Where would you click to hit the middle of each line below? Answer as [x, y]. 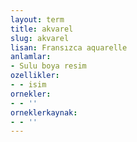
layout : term [37, 19]
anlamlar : [31, 57]
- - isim [28, 85]
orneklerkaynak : [44, 112]
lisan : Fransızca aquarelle [69, 47]
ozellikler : [35, 76]
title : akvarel [42, 29]
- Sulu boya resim [48, 66]
